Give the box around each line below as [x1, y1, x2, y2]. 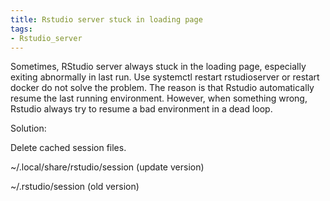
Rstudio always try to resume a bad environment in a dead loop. [10, 103, 273, 115]
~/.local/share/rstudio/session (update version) [10, 161, 205, 173]
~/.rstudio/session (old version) [10, 181, 140, 193]
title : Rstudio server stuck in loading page [10, 14, 203, 25]
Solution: [10, 122, 47, 135]
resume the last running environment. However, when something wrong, [10, 92, 308, 105]
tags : [10, 24, 33, 34]
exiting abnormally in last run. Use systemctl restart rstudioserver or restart [10, 71, 320, 83]
